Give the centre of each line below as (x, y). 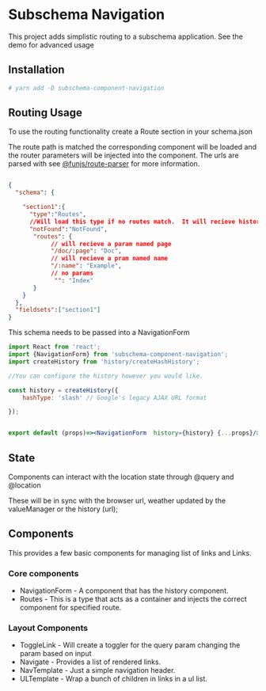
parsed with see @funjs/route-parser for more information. (104, 164)
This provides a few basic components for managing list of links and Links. (130, 552)
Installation (36, 70)
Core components (44, 573)
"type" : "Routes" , (58, 215)
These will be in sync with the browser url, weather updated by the (117, 501)
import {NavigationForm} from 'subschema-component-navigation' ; (118, 355)
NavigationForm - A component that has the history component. (124, 590)
